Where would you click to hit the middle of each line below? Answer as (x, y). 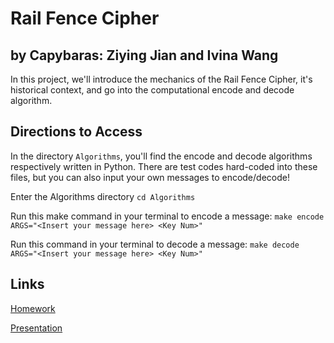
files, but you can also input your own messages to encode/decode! (150, 177)
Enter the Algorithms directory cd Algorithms (103, 196)
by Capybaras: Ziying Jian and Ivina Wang (144, 55)
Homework (33, 308)
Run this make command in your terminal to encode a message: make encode (167, 216)
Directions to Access (76, 132)
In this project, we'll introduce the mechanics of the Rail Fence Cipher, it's (161, 79)
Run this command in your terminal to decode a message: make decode (155, 244)
